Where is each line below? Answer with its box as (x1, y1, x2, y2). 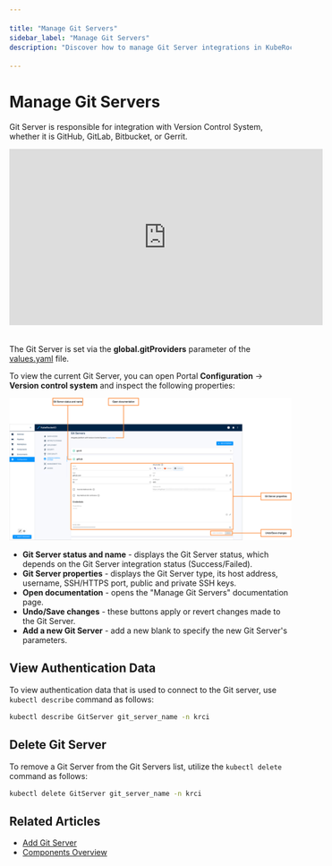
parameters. (21, 635, 68, 646)
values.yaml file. (9, 354, 70, 364)
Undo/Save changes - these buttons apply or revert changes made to (21, 606, 281, 617)
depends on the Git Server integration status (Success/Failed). (21, 559, 253, 570)
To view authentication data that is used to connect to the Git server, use (9, 684, 277, 695)
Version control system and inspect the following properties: (9, 381, 235, 391)
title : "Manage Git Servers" (9, 23, 118, 33)
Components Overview (21, 847, 107, 858)
